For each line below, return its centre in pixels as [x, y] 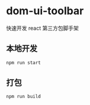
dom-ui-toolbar [45, 11]
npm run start [24, 63]
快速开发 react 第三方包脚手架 [42, 28]
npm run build [24, 97]
